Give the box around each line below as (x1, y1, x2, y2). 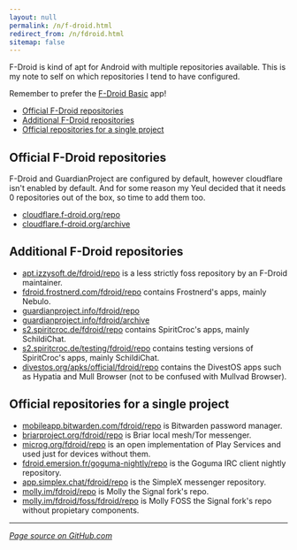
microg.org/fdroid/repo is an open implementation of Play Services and (21, 439, 281, 449)
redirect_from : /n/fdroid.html (9, 29, 125, 38)
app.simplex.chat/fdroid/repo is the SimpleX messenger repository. (21, 477, 267, 487)
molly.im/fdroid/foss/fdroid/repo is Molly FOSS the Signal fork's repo (21, 495, 272, 506)
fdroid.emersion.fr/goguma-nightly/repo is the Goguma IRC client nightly (21, 457, 286, 469)
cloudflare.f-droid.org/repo (21, 210, 121, 220)
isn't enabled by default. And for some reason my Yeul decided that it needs (9, 183, 286, 194)
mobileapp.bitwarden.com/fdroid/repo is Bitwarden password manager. (21, 420, 283, 431)
